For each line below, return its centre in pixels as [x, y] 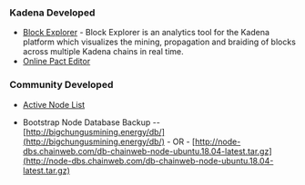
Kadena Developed [52, 13]
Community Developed [61, 85]
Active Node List [54, 104]
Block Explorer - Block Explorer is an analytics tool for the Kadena [146, 33]
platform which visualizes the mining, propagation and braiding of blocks [159, 42]
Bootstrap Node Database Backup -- [91, 122]
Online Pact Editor [56, 62]
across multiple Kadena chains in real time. [103, 52]
